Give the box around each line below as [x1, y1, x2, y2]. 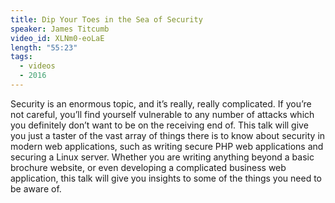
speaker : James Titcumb [10, 24, 110, 34]
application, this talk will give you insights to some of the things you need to [10, 172, 322, 184]
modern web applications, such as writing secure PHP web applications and [10, 140, 324, 152]
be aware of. [10, 182, 62, 195]
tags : [10, 52, 33, 62]
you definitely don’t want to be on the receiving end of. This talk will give [10, 119, 309, 131]
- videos [19, 61, 56, 71]
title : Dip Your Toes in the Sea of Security [10, 14, 203, 25]
